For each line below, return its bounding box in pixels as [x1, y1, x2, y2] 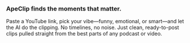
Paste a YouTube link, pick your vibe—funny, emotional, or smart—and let [6, 18, 184, 25]
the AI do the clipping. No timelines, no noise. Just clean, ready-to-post [6, 24, 179, 31]
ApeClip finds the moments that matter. [6, 5, 122, 13]
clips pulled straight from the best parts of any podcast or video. [6, 30, 162, 37]
